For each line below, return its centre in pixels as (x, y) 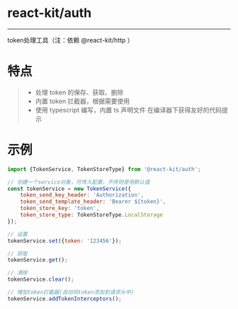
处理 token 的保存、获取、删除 (79, 92)
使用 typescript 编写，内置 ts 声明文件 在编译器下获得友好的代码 (128, 110)
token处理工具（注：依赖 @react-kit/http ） (70, 40)
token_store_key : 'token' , (60, 209)
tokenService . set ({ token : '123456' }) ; (64, 241)
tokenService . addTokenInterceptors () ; (64, 298)
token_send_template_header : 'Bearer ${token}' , (93, 202)
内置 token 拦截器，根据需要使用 (83, 101)
